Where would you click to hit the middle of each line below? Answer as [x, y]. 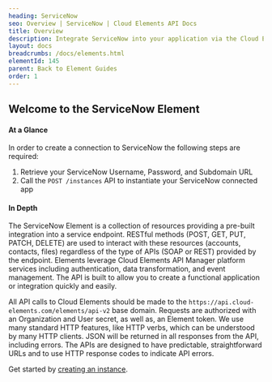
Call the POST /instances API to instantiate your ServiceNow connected [139, 181]
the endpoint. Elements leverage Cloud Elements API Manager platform [127, 260]
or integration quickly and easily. [63, 286]
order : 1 [23, 76]
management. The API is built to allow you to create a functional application [134, 277]
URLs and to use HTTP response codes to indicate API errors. [111, 354]
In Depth [23, 208]
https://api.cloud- [222, 303]
